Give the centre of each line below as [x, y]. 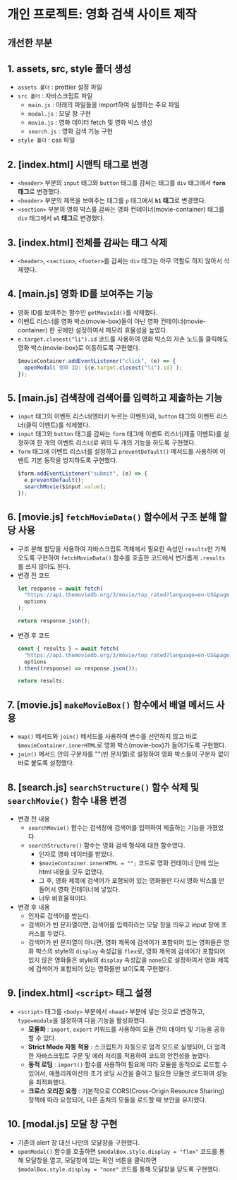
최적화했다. [51, 1082]
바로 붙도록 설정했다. [46, 763]
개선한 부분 [30, 43]
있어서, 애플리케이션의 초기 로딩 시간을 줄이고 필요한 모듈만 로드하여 [121, 1073]
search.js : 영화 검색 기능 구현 [70, 131]
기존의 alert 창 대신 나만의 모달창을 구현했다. [78, 1142]
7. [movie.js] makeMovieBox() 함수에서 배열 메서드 [111, 705]
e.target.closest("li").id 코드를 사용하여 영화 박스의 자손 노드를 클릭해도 [123, 339]
